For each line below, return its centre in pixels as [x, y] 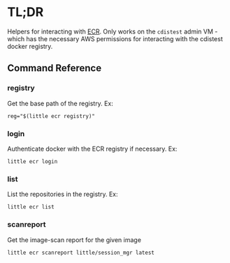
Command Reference [55, 68]
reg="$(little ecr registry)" [51, 116]
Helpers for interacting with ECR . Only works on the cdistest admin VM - [113, 31]
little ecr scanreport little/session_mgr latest [81, 253]
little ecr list [31, 207]
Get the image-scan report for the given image [74, 240]
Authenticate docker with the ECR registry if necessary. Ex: [92, 149]
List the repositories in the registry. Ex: [63, 194]
